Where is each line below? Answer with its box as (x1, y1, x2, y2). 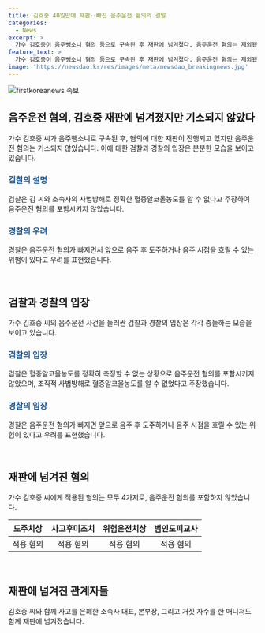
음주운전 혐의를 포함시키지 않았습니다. (8, 204, 125, 213)
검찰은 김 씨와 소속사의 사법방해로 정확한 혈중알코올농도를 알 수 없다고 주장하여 (8, 194, 251, 204)
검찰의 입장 (8, 349, 48, 360)
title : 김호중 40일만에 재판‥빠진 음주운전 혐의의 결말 (8, 11, 166, 20)
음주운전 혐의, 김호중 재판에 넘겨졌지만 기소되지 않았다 (8, 111, 255, 125)
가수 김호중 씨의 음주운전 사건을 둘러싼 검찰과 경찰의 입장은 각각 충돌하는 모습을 (8, 317, 252, 328)
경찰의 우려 (8, 226, 48, 237)
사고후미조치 (50, 523, 95, 534)
